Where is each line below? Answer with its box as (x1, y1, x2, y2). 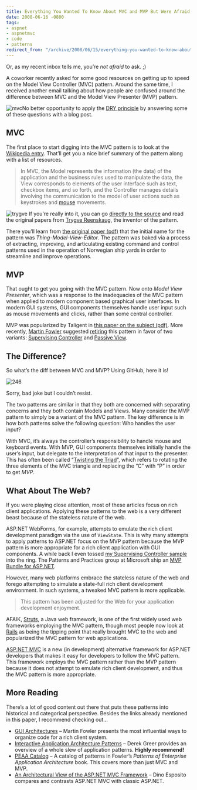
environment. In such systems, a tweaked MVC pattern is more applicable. (6, 586, 186, 594)
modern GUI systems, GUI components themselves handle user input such (6, 304, 186, 311)
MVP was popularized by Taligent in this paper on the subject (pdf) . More (6, 322, 184, 329)
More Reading (6, 688, 59, 698)
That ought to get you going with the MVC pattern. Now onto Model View (6, 285, 183, 292)
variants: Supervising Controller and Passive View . (6, 334, 128, 341)
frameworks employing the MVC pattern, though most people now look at (6, 622, 184, 629)
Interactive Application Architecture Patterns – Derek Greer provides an (14, 739, 186, 747)
